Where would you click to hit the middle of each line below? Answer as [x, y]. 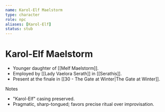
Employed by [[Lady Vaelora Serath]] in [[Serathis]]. [67, 74]
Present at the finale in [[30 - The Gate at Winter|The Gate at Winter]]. [86, 79]
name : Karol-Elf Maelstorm [34, 10]
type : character [22, 15]
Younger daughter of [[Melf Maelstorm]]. [55, 68]
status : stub [19, 29]
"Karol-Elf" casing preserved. [44, 99]
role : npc [16, 19]
